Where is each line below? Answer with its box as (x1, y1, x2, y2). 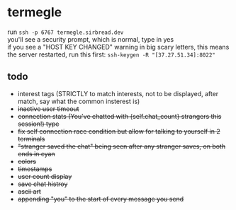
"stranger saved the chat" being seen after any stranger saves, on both (17, 142, 225, 151)
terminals (17, 134, 45, 143)
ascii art (17, 187, 41, 195)
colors (17, 157, 37, 165)
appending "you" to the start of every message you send (17, 194, 184, 203)
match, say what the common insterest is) (17, 97, 140, 105)
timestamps (17, 164, 52, 173)
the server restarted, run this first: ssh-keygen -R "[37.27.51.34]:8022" (7, 50, 216, 59)
